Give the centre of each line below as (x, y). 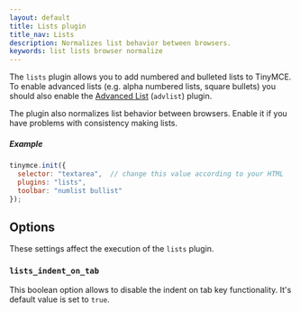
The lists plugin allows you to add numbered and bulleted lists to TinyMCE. (150, 77)
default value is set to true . (59, 299)
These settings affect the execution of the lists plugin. (112, 249)
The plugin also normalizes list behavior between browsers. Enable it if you (149, 114)
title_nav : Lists (42, 34)
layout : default (40, 18)
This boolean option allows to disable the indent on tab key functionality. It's (150, 289)
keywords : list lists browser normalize (86, 51)
